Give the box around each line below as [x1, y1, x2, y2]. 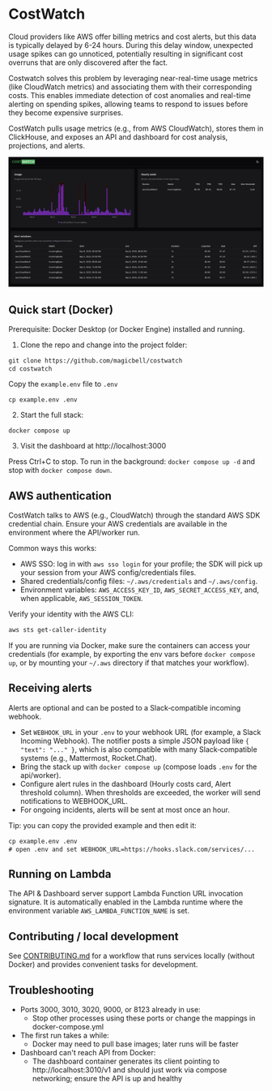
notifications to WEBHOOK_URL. [19, 796, 128, 805]
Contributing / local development [8, 930, 179, 943]
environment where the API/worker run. [8, 527, 140, 537]
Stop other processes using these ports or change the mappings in [32, 1013, 256, 1023]
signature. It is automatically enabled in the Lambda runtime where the [8, 897, 244, 907]
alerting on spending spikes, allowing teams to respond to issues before [8, 99, 249, 109]
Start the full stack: [19, 410, 84, 420]
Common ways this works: [8, 543, 97, 552]
